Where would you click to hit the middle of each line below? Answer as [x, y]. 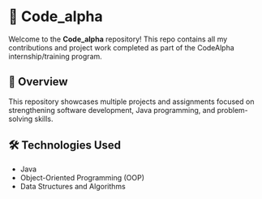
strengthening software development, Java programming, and [112, 110]
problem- [233, 110]
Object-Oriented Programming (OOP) [82, 177]
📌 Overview [38, 82]
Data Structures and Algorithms [73, 186]
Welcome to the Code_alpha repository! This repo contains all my [118, 39]
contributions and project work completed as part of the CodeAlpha [122, 47]
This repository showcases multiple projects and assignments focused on [131, 102]
